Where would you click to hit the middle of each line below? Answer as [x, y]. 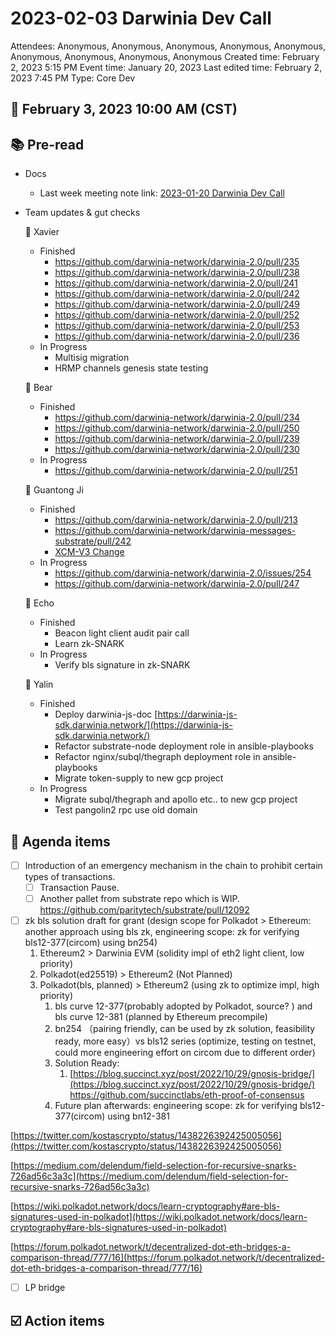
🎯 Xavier [42, 232]
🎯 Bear [38, 388]
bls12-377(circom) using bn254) [91, 943]
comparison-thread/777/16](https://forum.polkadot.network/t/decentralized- [168, 1258]
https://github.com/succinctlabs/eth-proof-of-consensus [187, 1095]
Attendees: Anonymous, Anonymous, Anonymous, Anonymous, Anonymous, [168, 46]
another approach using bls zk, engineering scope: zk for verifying [162, 932]
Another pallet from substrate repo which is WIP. [140, 899]
